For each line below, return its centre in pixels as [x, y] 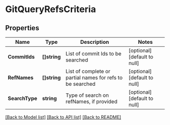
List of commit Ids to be [93, 54]
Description [95, 42]
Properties [22, 28]
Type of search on [87, 95]
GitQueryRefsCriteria [51, 9]
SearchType [23, 98]
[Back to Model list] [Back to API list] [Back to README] [63, 117]
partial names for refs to [94, 78]
